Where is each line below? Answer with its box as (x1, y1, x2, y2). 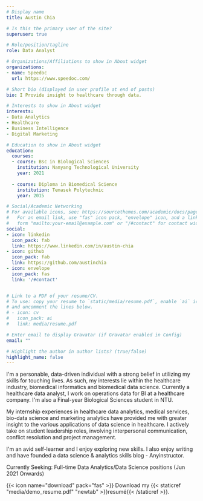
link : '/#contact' (11, 277, 59, 283)
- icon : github (6, 249, 45, 255)
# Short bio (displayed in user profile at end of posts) (6, 86, 155, 93)
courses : (11, 153, 34, 159)
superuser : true (6, 31, 47, 37)
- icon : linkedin (6, 231, 50, 238)
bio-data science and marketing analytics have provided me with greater (6, 414, 187, 422)
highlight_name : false (6, 354, 63, 360)
